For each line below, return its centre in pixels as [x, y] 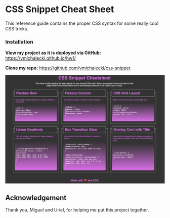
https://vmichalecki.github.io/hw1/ [40, 58]
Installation [19, 41]
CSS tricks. [17, 28]
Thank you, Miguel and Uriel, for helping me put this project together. [77, 210]
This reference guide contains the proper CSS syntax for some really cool [82, 23]
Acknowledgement [36, 198]
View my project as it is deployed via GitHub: [53, 53]
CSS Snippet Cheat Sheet [60, 9]
